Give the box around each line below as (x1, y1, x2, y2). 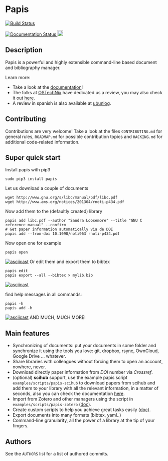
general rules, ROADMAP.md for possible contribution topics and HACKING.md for (5, 134, 163, 140)
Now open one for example (5, 240, 62, 246)
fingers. (12, 423, 29, 429)
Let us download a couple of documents (5, 185, 89, 191)
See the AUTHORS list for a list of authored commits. (5, 451, 109, 456)
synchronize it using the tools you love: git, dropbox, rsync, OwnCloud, (12, 348, 159, 354)
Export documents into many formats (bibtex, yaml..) (12, 412, 121, 418)
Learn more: (5, 74, 31, 80)
